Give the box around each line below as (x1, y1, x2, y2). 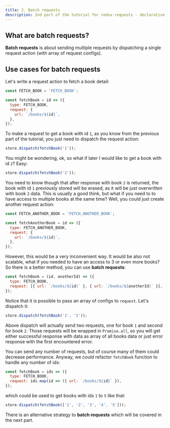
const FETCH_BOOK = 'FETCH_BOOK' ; (5, 88, 79, 93)
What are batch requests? (5, 31, 90, 40)
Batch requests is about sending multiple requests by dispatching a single (5, 44, 161, 51)
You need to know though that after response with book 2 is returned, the (5, 180, 159, 185)
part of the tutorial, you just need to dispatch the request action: (5, 136, 139, 142)
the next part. (5, 417, 34, 423)
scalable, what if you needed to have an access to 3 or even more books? (5, 259, 160, 265)
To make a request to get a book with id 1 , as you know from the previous (5, 131, 159, 137)
